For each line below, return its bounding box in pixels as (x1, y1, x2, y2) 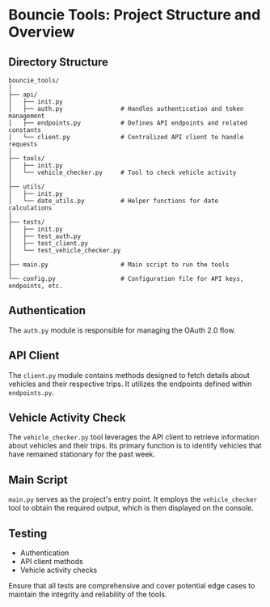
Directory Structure (8, 55, 109, 69)
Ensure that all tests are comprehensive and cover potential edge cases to (8, 581, 255, 591)
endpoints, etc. (8, 282, 63, 290)
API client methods (19, 557, 83, 567)
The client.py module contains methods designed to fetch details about (8, 370, 250, 380)
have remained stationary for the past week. (8, 449, 156, 459)
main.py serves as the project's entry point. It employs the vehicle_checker (8, 495, 258, 504)
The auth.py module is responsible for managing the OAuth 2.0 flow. (8, 325, 236, 335)
